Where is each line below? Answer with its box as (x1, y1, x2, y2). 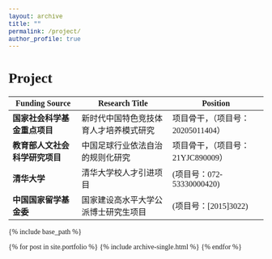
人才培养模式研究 (89, 126, 155, 136)
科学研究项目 (12, 153, 62, 163)
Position (202, 98, 231, 108)
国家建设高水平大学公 (81, 195, 164, 205)
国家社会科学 (12, 114, 62, 123)
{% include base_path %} (8, 228, 83, 236)
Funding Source (15, 98, 71, 108)
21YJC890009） (172, 153, 228, 163)
